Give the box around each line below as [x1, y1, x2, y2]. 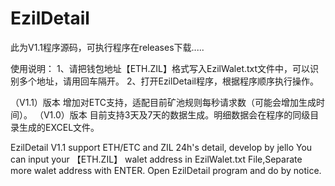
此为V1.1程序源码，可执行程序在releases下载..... [10, 41, 205, 53]
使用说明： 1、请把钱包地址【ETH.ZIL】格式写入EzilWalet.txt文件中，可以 [10, 62, 311, 74]
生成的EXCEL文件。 [18, 121, 100, 133]
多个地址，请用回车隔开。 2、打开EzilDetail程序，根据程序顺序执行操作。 [18, 75, 319, 87]
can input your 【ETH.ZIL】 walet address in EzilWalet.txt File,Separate [10, 153, 303, 165]
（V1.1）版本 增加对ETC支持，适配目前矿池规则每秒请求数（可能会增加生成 [10, 96, 317, 108]
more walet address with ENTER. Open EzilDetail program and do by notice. [10, 164, 322, 176]
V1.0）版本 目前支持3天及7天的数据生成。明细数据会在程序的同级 [43, 108, 311, 121]
